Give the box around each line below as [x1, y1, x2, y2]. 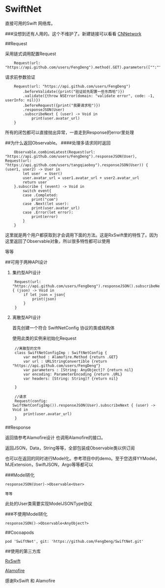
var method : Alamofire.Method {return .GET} [23, 354, 118, 359]
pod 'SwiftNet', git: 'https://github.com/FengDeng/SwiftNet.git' [5, 539, 144, 544]
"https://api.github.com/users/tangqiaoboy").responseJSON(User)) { [5, 162, 148, 168]
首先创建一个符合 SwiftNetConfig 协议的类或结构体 [12, 324, 115, 330]
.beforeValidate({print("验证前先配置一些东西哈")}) [23, 89, 125, 94]
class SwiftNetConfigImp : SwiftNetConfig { [14, 350, 107, 355]
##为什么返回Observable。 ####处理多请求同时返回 [5, 140, 111, 146]
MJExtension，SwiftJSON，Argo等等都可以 [5, 461, 93, 468]
